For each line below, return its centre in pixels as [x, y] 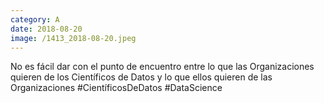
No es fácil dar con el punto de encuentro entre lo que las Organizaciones [162, 67]
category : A [35, 19]
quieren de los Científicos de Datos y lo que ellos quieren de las [141, 77]
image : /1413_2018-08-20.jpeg [73, 38]
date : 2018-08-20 [46, 29]
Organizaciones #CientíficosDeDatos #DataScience [116, 88]
